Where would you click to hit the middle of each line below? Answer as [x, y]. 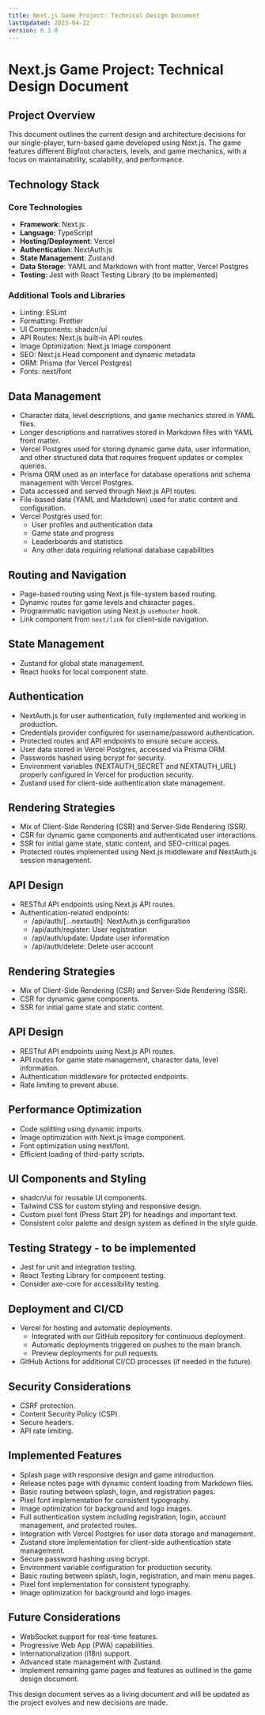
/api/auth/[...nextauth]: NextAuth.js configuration [111, 921]
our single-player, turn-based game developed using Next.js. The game [125, 143]
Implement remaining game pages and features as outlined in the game [136, 1670]
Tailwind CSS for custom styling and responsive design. [110, 1206]
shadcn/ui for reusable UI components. [83, 1198]
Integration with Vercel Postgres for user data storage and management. [137, 1534]
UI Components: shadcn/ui [63, 329]
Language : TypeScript [56, 233]
